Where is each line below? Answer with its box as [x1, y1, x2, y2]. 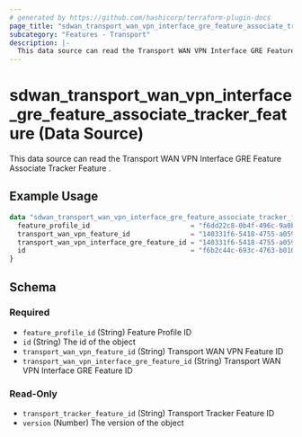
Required [9, 307, 50, 319]
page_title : [9, 22, 54, 31]
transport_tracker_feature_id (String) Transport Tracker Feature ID [22, 408, 275, 419]
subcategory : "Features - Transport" [9, 30, 151, 39]
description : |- [9, 38, 70, 48]
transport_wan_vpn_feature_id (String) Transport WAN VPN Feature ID [22, 345, 284, 356]
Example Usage [9, 189, 99, 204]
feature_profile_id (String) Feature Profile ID [22, 326, 192, 337]
